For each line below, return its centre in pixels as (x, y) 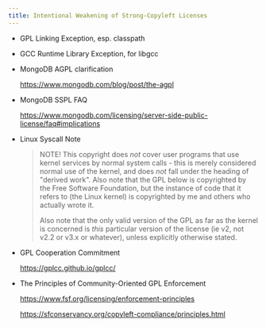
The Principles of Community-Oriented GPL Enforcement (113, 283)
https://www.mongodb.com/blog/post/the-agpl (97, 84)
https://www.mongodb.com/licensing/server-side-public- (114, 115)
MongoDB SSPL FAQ (53, 99)
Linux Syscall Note (50, 139)
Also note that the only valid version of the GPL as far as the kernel (148, 220)
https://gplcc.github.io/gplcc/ (68, 267)
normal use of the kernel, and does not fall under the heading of (144, 171)
